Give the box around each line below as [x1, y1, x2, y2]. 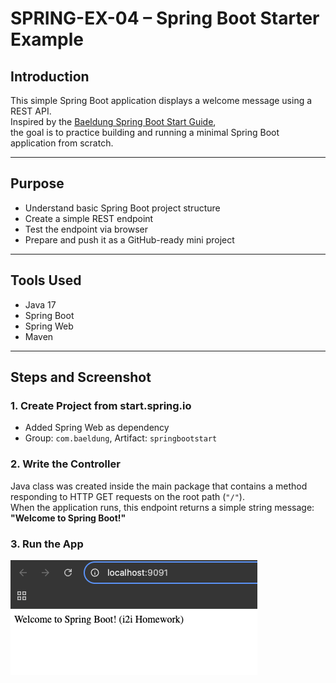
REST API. [10, 105, 52, 117]
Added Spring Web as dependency [24, 422, 170, 434]
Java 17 [24, 298, 57, 311]
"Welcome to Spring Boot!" [10, 512, 127, 524]
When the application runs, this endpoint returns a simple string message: [10, 501, 315, 513]
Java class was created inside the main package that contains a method [10, 480, 308, 492]
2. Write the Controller [10, 457, 121, 471]
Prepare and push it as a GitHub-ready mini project [24, 233, 235, 246]
